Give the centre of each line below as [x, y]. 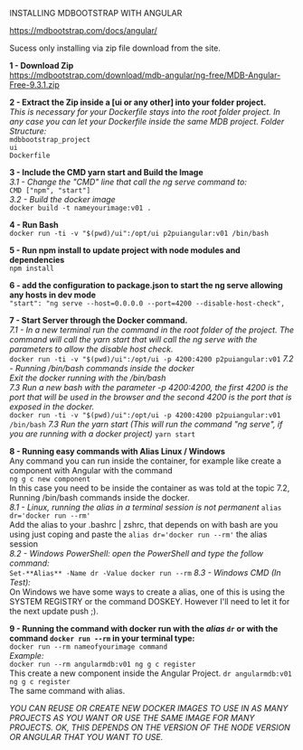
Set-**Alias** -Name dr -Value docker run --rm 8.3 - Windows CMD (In [146, 572]
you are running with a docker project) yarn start [103, 434]
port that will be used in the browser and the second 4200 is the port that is [151, 397]
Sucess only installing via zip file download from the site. [115, 48]
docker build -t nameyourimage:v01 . [80, 208]
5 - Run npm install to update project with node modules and [125, 250]
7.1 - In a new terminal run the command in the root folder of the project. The [152, 330]
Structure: [28, 131]
